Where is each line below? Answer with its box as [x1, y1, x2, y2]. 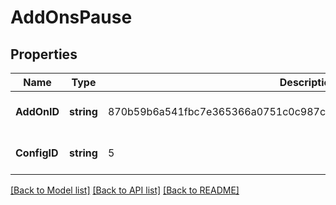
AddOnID [15, 105, 60, 118]
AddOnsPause [10, 6, 133, 29]
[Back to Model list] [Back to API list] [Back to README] [10, 184, 240, 196]
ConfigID [15, 146, 59, 160]
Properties [10, 46, 78, 63]
